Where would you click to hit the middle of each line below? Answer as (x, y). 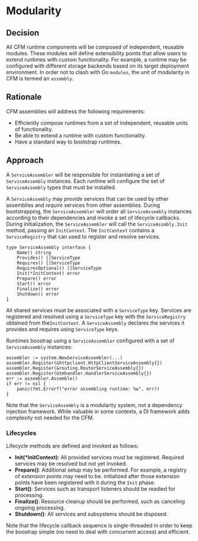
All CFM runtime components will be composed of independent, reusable (95, 47)
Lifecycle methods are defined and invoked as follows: (72, 446)
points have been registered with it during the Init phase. (85, 482)
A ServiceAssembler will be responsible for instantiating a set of (83, 175)
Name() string (34, 252)
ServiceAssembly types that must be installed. (61, 187)
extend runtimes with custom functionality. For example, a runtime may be (96, 60)
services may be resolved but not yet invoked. (71, 463)
